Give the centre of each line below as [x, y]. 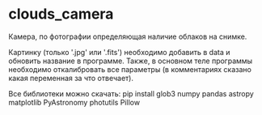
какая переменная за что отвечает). [71, 78]
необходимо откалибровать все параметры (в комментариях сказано [130, 69]
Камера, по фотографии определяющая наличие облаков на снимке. [128, 36]
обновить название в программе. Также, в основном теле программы [131, 61]
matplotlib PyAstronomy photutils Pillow [74, 102]
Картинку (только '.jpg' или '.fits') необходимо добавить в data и [119, 52]
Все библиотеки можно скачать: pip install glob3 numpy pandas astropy [131, 93]
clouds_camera [61, 14]
